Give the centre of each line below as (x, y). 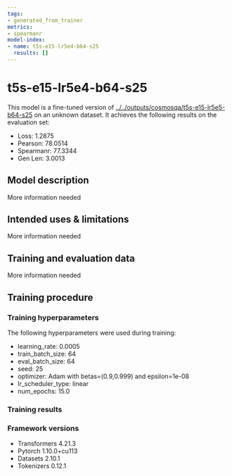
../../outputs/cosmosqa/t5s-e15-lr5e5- (170, 107)
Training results (35, 409)
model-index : (26, 40)
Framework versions (43, 428)
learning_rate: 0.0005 (49, 346)
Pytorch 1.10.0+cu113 (47, 451)
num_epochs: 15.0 (44, 391)
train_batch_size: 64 (46, 354)
